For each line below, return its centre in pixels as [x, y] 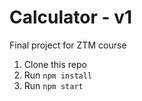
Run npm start [53, 85]
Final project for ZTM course [68, 45]
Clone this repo [55, 64]
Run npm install [58, 75]
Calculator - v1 [71, 17]
